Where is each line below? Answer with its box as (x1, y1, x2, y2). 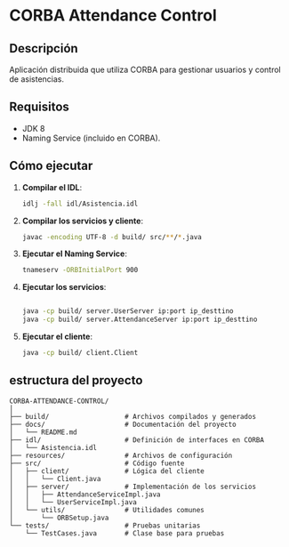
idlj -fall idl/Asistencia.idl (21, 199, 139, 208)
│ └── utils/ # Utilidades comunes (9, 505, 205, 514)
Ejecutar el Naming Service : (21, 248, 127, 259)
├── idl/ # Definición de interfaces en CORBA (9, 435, 265, 445)
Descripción (9, 41, 78, 56)
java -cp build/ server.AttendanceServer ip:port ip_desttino (21, 315, 258, 325)
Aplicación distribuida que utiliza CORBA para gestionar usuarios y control (9, 64, 282, 75)
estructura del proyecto (9, 373, 143, 388)
